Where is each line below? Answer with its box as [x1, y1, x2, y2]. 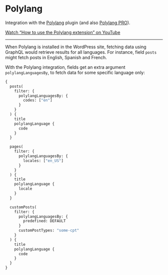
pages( [9, 144, 23, 150]
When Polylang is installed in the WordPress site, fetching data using [5, 44, 146, 50]
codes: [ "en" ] [23, 98, 52, 103]
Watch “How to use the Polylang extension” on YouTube [5, 29, 120, 35]
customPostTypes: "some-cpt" [18, 228, 79, 233]
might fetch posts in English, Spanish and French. [5, 54, 107, 60]
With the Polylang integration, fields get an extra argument [5, 64, 126, 70]
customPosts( [9, 204, 37, 210]
